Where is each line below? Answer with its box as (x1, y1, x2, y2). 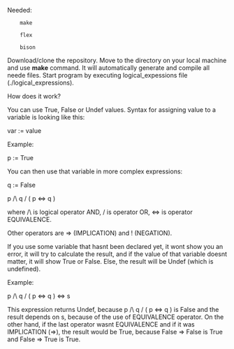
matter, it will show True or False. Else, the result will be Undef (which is (7, 257, 214, 265)
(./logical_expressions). (7, 78, 75, 87)
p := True (7, 154, 34, 162)
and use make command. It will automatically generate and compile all (7, 64, 210, 72)
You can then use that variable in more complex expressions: (7, 167, 183, 176)
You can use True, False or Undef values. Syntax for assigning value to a (7, 106, 217, 114)
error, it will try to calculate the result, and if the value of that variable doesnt (7, 250, 228, 258)
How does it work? (7, 92, 61, 100)
